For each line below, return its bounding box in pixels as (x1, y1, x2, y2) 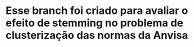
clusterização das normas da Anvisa (5, 29, 189, 42)
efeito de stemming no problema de (5, 16, 184, 30)
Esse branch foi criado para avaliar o (5, 4, 189, 17)
